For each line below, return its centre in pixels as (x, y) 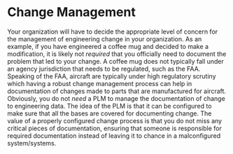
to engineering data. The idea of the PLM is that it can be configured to (110, 106)
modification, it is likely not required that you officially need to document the (117, 54)
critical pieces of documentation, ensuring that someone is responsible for (115, 128)
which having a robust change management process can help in (100, 83)
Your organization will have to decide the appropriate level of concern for (113, 31)
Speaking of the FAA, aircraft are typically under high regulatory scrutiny (112, 76)
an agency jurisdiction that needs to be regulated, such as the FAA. (104, 69)
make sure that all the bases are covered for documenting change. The (110, 113)
